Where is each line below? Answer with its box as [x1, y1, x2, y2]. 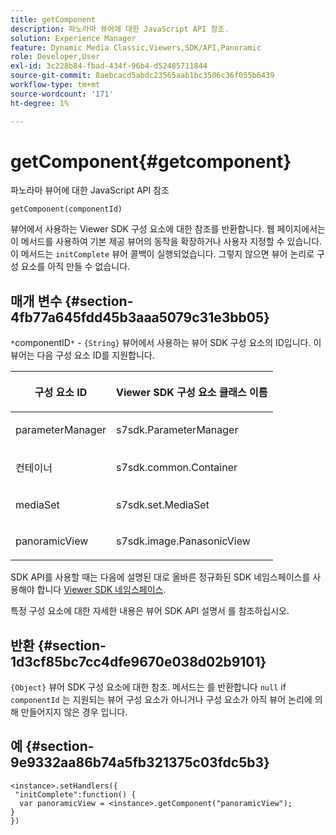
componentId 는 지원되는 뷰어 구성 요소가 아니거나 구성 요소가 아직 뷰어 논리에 [10, 694, 313, 706]
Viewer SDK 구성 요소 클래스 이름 [116, 386, 268, 400]
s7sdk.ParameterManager [116, 423, 239, 437]
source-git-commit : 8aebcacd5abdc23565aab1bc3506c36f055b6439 [10, 71, 275, 81]
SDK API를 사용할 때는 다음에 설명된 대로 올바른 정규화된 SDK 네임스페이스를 [10, 571, 311, 583]
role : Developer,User [10, 52, 101, 62]
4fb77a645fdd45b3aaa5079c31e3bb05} [10, 309, 270, 326]
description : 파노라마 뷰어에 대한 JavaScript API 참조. [10, 24, 230, 34]
